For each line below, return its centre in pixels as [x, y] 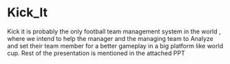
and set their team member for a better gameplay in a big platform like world [115, 46]
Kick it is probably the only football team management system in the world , [114, 31]
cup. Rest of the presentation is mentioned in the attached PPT [96, 53]
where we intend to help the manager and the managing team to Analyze [110, 38]
